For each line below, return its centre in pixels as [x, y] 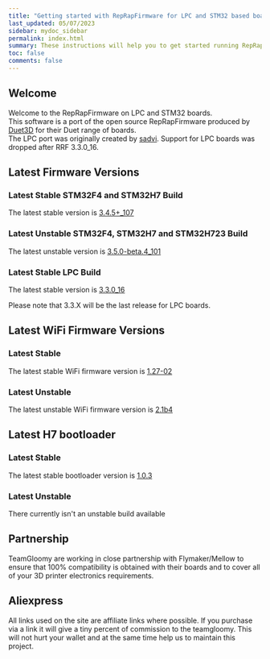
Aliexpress [36, 601]
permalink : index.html [46, 38]
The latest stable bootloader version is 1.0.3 [80, 475]
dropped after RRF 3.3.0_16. [53, 147]
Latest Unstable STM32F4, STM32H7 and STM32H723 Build [128, 234]
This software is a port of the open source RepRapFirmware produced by [129, 121]
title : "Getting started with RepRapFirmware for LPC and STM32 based [129, 16]
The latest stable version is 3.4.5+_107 [71, 213]
